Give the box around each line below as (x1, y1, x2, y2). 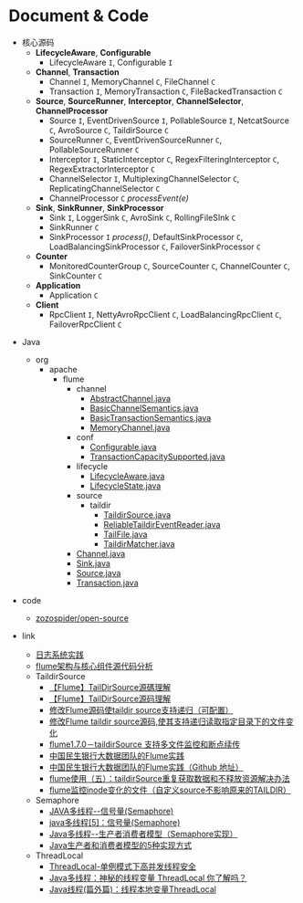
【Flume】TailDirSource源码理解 (48, 693, 172, 704)
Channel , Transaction (35, 66, 120, 78)
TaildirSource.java (103, 509, 172, 520)
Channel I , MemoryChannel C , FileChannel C (48, 76, 216, 87)
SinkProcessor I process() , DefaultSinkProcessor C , (48, 231, 244, 242)
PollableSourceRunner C (48, 143, 140, 155)
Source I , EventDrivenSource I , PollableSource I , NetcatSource (48, 115, 289, 126)
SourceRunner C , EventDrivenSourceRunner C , (48, 134, 223, 145)
